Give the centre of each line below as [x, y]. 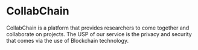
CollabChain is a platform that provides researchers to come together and [98, 28]
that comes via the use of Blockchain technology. [67, 40]
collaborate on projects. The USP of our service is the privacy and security [99, 34]
